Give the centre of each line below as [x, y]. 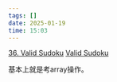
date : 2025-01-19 [37, 23]
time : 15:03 [28, 30]
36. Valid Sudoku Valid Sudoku [58, 53]
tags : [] [23, 16]
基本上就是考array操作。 [49, 69]
